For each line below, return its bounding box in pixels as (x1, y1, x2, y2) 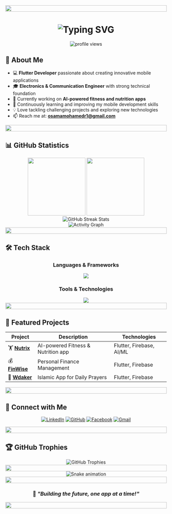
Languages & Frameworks (53, 261, 119, 269)
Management (37, 364, 70, 371)
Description (58, 333, 88, 340)
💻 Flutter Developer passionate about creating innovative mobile (12, 69, 151, 76)
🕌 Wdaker (8, 374, 32, 381)
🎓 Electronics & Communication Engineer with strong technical (12, 83, 150, 89)
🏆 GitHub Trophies (5, 443, 68, 451)
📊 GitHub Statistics (5, 141, 69, 150)
